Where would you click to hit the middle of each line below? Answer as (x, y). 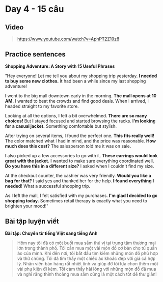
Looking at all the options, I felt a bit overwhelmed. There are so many (76, 115)
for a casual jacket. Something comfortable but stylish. (61, 126)
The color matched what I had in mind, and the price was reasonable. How (81, 141)
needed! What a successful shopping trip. (48, 186)
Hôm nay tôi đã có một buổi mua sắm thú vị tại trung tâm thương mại (86, 243)
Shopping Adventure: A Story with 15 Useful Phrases (60, 66)
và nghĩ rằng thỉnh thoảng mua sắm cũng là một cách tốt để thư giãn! (87, 274)
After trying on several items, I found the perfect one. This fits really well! (80, 136)
